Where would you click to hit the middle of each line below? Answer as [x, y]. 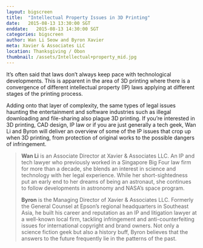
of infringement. [26, 144]
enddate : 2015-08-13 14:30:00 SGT [52, 29]
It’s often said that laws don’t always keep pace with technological [89, 74]
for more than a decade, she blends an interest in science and [98, 169]
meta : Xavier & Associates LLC [46, 46]
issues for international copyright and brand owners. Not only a [100, 226]
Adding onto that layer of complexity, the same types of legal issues [91, 105]
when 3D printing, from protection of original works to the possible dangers [101, 138]
